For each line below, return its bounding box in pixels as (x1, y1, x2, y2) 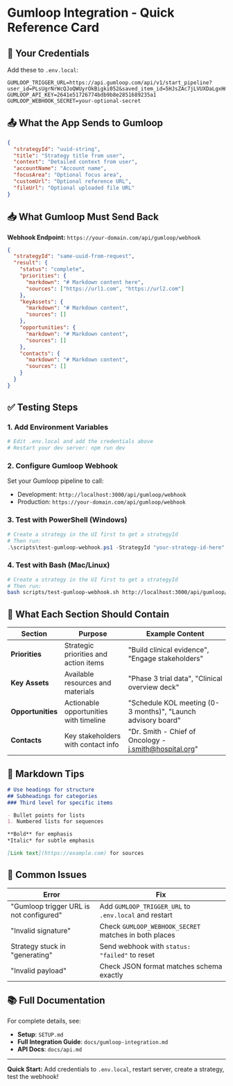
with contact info (64, 740, 119, 749)
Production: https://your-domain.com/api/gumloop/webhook (17, 497, 186, 506)
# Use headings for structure (7, 786, 95, 793)
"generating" (10, 950, 53, 959)
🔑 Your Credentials (7, 47, 90, 59)
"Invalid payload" (10, 966, 67, 975)
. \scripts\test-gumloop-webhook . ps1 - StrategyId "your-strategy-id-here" (7, 544, 225, 551)
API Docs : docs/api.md (17, 1045, 83, 1053)
